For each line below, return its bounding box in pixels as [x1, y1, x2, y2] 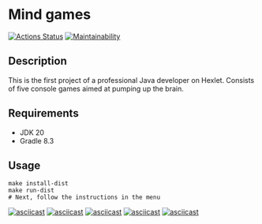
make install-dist [8, 180, 69, 188]
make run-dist [8, 187, 55, 195]
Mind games [8, 6, 92, 24]
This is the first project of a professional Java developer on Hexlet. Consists [8, 75, 255, 84]
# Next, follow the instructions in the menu [8, 193, 160, 202]
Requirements [8, 106, 79, 120]
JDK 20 [19, 128, 45, 137]
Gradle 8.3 [19, 136, 54, 145]
